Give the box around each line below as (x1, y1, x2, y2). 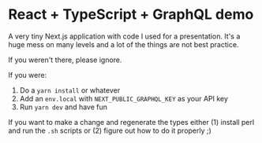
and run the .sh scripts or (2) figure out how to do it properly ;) (8, 126, 211, 135)
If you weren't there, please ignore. (8, 55, 122, 64)
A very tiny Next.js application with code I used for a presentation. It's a (8, 31, 241, 41)
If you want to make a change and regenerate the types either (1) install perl (8, 117, 255, 126)
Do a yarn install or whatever (19, 85, 121, 95)
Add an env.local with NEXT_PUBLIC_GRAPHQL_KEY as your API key (19, 93, 229, 103)
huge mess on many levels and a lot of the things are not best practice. (8, 39, 239, 49)
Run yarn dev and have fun (19, 102, 108, 112)
